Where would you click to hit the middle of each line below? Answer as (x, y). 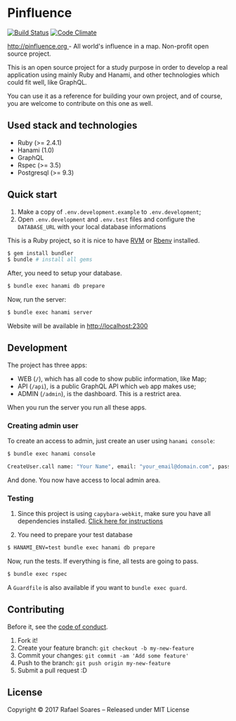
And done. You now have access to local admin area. (84, 480)
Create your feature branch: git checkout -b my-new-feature (106, 648)
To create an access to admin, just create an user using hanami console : (111, 441)
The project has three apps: (47, 365)
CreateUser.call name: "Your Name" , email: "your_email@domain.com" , (111, 467)
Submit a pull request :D (52, 670)
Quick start (32, 195)
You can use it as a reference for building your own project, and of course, (115, 96)
